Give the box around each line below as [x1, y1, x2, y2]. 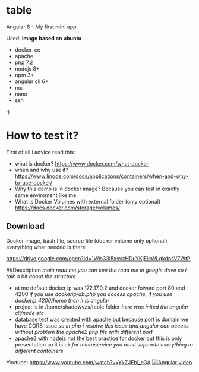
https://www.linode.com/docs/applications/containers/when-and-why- [14, 173, 189, 180]
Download [6, 221, 45, 231]
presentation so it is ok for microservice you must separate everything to [14, 341, 193, 348]
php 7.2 [14, 59, 33, 66]
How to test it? [6, 129, 79, 142]
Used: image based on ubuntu [6, 34, 82, 42]
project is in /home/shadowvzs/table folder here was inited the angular [14, 303, 189, 310]
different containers [14, 347, 64, 354]
